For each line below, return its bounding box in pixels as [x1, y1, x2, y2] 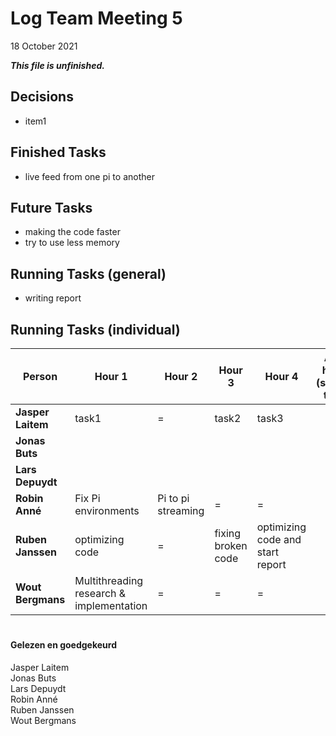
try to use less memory [24, 237, 120, 249]
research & [74, 587, 127, 600]
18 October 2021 [10, 40, 78, 52]
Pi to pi [157, 492, 190, 505]
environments [74, 504, 140, 517]
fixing [214, 527, 242, 540]
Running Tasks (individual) [10, 321, 181, 338]
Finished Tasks [10, 144, 107, 161]
